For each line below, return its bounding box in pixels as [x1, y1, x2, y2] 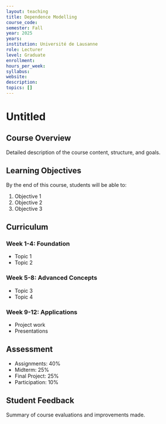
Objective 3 [14, 205, 43, 212]
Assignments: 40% [14, 360, 61, 367]
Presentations [14, 327, 49, 334]
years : [6, 36, 22, 42]
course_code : [6, 19, 38, 25]
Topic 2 [14, 259, 33, 266]
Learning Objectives [6, 166, 82, 176]
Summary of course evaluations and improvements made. [6, 411, 146, 418]
